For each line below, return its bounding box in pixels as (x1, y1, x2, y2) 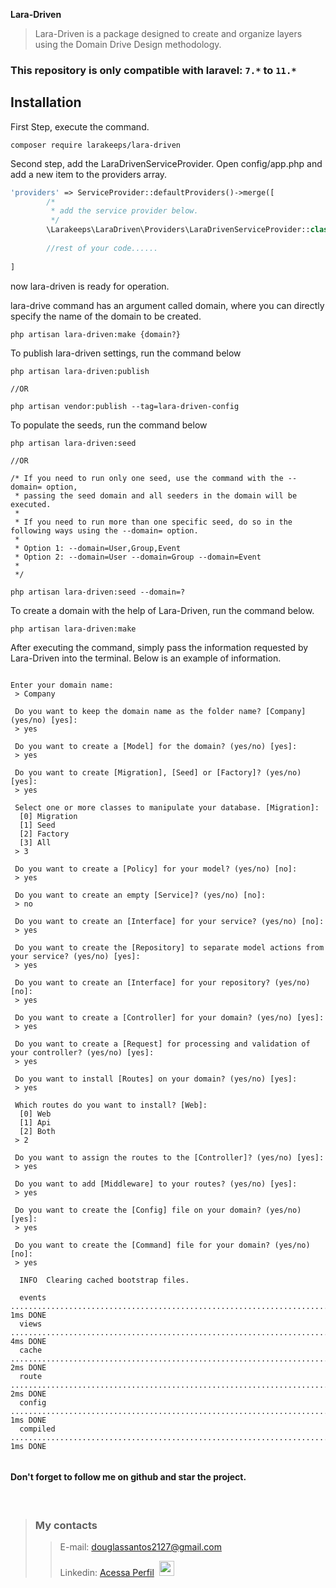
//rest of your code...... (46, 243, 159, 253)
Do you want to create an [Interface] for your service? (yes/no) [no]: (14, 916, 325, 926)
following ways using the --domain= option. (10, 525, 199, 536)
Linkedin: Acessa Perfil (59, 1567, 155, 1579)
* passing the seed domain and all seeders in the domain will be (14, 490, 298, 501)
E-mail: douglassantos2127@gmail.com (59, 1541, 222, 1553)
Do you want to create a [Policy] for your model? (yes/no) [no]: (14, 864, 298, 874)
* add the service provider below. (50, 206, 199, 216)
